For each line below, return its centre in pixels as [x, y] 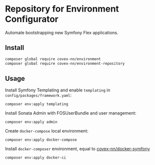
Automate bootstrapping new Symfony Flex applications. [62, 32]
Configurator [32, 19]
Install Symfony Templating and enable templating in [58, 90]
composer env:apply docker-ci [36, 158]
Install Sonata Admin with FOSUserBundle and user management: [71, 113]
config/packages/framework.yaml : [38, 95]
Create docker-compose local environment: [47, 131]
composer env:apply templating [37, 104]
